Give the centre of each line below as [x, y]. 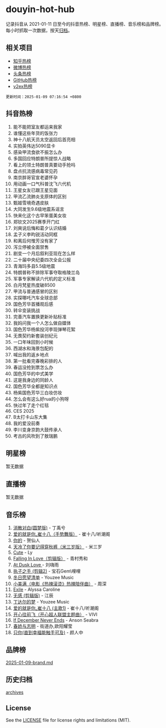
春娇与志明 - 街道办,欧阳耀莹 [43, 626]
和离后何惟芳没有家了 [35, 240]
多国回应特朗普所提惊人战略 [42, 158]
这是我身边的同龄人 [33, 380]
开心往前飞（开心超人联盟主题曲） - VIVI [55, 614]
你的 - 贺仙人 [27, 540]
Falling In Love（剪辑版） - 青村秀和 [50, 558]
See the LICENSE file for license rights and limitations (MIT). [68, 720]
